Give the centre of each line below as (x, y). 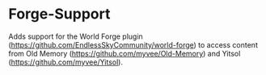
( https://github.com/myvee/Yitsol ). (66, 62)
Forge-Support (59, 14)
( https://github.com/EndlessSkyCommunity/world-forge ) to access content (133, 44)
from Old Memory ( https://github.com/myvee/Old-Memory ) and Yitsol (125, 53)
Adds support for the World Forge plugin (76, 36)
